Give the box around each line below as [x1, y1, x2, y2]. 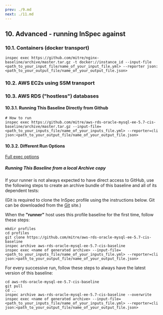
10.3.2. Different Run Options [5, 143, 65, 149]
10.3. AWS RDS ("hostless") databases [5, 93, 99, 100]
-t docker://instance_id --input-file [72, 60, 152, 65]
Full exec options [5, 154, 40, 160]
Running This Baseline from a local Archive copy [5, 165, 106, 171]
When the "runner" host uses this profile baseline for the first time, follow [5, 212, 154, 218]
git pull [5, 284, 23, 289]
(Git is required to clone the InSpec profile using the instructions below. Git [5, 197, 155, 203]
